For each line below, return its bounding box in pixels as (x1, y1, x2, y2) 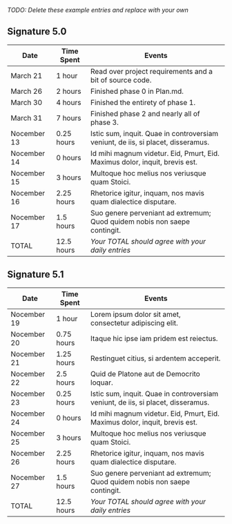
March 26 (10, 86, 43, 96)
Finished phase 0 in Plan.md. (90, 86, 184, 96)
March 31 (10, 113, 43, 123)
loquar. (90, 378, 114, 387)
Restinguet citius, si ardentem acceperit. (90, 353, 221, 363)
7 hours (56, 113, 81, 123)
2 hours (56, 86, 81, 96)
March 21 (10, 70, 43, 80)
